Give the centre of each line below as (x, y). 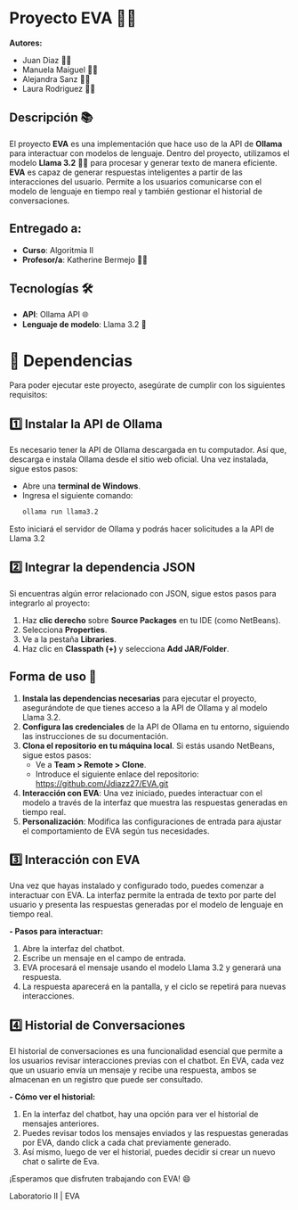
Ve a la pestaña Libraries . (69, 639)
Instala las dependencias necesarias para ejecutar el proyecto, (139, 698)
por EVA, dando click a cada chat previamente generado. (126, 1143)
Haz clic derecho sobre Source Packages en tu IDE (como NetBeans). (151, 620)
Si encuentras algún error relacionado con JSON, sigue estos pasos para (143, 593)
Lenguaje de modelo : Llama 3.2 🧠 (84, 325)
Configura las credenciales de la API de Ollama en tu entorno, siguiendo (156, 727)
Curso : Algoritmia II (58, 250)
